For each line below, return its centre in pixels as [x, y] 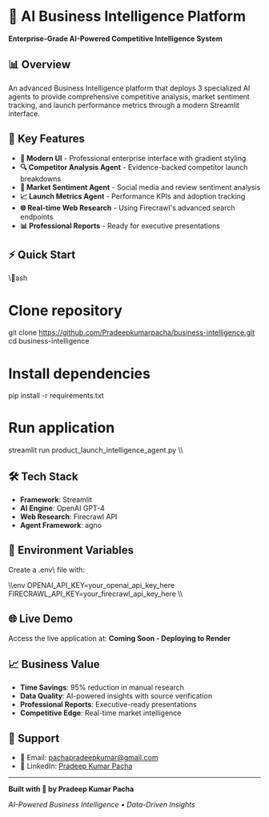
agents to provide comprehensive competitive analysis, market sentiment [129, 96]
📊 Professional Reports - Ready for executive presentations [120, 225]
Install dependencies [79, 374]
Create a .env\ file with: [47, 569]
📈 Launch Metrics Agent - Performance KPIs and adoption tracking [132, 196]
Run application [62, 428]
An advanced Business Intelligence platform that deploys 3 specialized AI [129, 88]
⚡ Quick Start [42, 254]
